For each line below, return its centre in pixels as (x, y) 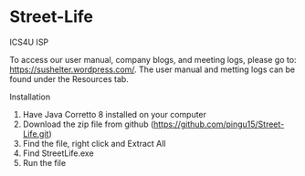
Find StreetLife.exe (58, 153)
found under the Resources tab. (69, 78)
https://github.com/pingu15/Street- (219, 124)
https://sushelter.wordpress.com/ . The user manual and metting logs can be (152, 69)
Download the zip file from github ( (88, 124)
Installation (30, 97)
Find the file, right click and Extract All (94, 143)
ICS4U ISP (29, 42)
